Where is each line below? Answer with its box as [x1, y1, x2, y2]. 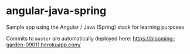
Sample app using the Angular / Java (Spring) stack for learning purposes [6, 23, 185, 31]
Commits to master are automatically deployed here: [6, 35, 132, 42]
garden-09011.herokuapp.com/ [6, 41, 81, 48]
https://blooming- [133, 35, 175, 42]
